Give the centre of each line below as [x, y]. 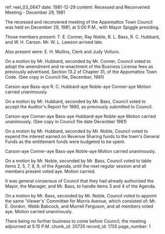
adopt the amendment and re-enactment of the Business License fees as [79, 67]
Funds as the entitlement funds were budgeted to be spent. [65, 141]
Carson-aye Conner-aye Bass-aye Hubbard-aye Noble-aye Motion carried [81, 116]
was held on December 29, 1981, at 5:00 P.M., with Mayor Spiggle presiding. [82, 27]
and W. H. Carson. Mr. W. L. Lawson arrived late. [54, 42]
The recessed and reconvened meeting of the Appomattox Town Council [79, 22]
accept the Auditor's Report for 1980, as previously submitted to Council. [79, 107]
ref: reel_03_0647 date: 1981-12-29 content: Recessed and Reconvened [78, 7]
